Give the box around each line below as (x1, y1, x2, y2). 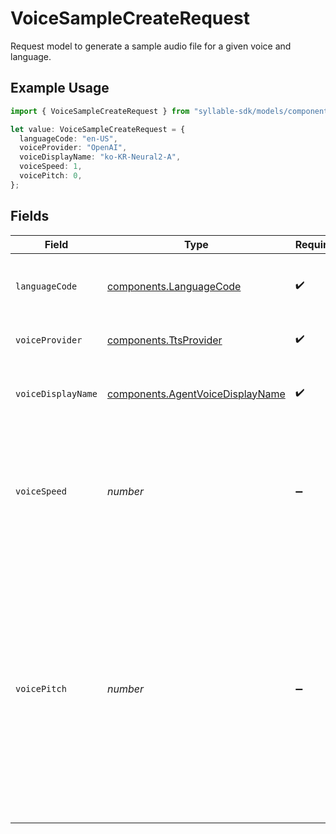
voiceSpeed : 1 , (19, 162, 83, 172)
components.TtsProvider (106, 333, 223, 347)
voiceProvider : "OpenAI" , (19, 143, 128, 153)
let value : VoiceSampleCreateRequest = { (10, 124, 186, 134)
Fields (10, 208, 50, 225)
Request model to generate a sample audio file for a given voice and (10, 40, 292, 52)
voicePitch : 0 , (19, 171, 83, 181)
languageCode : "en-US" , (19, 133, 118, 144)
